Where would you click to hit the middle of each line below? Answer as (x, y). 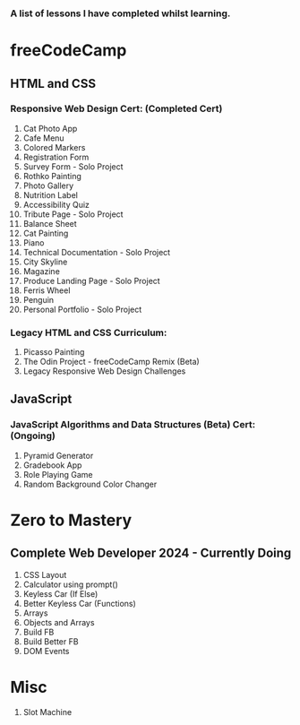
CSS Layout (45, 574)
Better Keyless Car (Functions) (80, 603)
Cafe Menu (44, 138)
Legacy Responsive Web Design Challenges (104, 371)
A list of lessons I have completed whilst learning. (120, 13)
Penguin (39, 299)
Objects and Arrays (59, 622)
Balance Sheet (50, 223)
